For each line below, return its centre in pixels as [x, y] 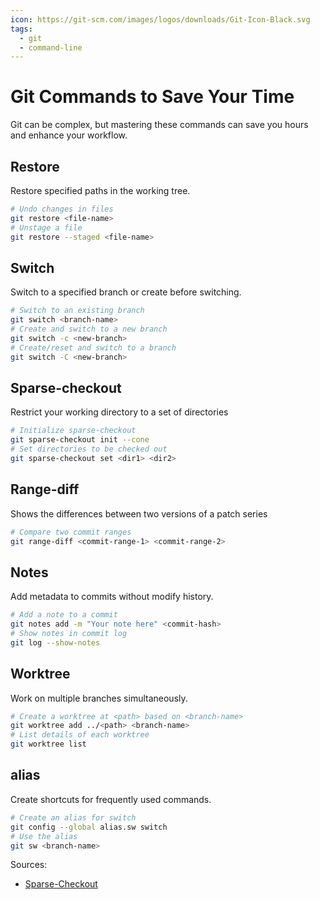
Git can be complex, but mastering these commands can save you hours [159, 125]
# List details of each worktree [80, 735]
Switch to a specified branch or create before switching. [126, 292]
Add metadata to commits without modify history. [112, 597]
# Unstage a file [46, 227]
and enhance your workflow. [69, 135]
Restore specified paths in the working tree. [100, 190]
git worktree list [48, 744]
